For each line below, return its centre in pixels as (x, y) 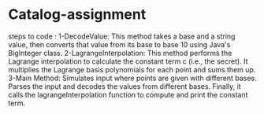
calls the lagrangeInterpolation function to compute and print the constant (128, 94)
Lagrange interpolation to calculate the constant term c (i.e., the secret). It (128, 61)
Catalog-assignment (77, 15)
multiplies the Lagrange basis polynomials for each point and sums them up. (132, 69)
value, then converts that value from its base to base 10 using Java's (119, 44)
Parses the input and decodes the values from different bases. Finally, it (125, 86)
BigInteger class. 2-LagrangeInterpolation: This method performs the (120, 53)
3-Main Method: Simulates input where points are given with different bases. (133, 78)
